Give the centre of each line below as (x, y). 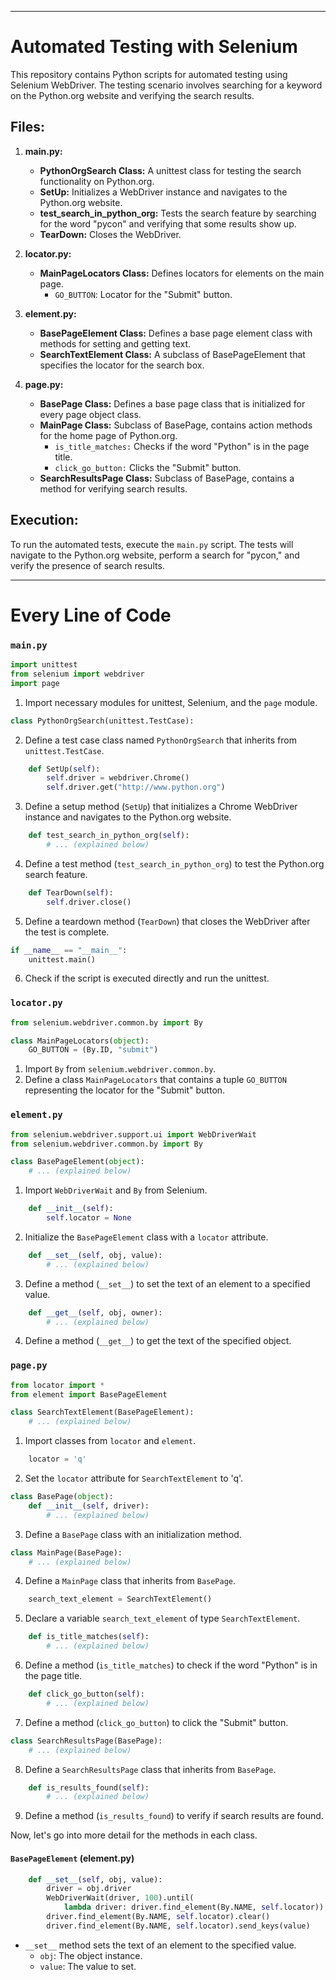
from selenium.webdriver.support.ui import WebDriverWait (133, 1134)
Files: (27, 127)
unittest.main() (62, 959)
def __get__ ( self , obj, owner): (95, 1312)
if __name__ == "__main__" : (69, 950)
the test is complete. (67, 932)
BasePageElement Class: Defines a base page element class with (176, 333)
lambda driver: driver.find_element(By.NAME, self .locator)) (194, 1907)
